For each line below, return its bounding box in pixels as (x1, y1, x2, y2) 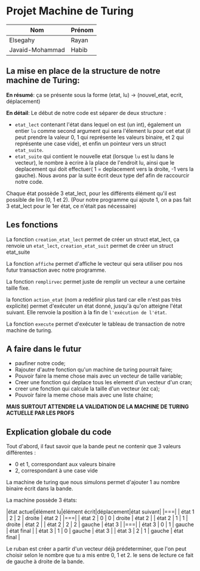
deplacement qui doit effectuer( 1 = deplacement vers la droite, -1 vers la (14, 165, 194, 172)
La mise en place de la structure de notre (6, 66, 161, 76)
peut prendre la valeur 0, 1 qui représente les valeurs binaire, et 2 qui (14, 133, 184, 141)
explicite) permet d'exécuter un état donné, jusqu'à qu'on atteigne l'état (6, 302, 183, 309)
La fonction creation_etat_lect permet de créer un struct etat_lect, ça (6, 235, 180, 243)
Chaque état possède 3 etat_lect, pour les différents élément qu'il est (6, 190, 176, 197)
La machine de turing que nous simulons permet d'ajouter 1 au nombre (6, 479, 180, 486)
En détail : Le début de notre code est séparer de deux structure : (6, 109, 167, 116)
